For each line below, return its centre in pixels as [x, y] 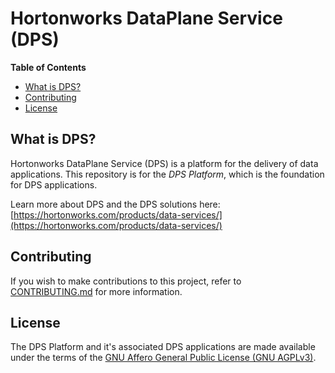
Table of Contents [48, 67]
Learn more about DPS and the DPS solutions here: [115, 204]
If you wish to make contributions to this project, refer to [126, 281]
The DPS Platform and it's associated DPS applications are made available [163, 347]
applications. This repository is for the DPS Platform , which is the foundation [167, 174]
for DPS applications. [54, 184]
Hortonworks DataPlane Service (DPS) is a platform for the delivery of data [164, 163]
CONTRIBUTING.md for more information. [96, 291]
